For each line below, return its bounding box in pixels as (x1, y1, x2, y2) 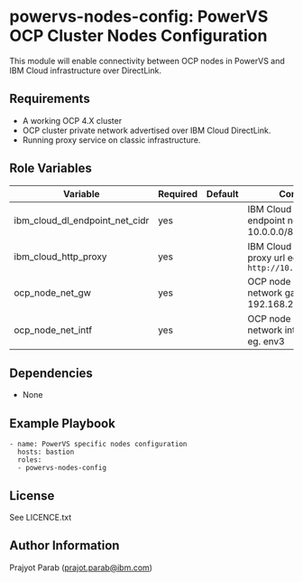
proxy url (247, 251, 286, 264)
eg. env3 (247, 334, 286, 347)
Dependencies (9, 365, 93, 380)
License (9, 488, 55, 503)
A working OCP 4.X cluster (22, 115, 123, 126)
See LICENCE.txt (9, 512, 72, 522)
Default (206, 187, 239, 200)
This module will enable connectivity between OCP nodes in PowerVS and (9, 55, 286, 66)
